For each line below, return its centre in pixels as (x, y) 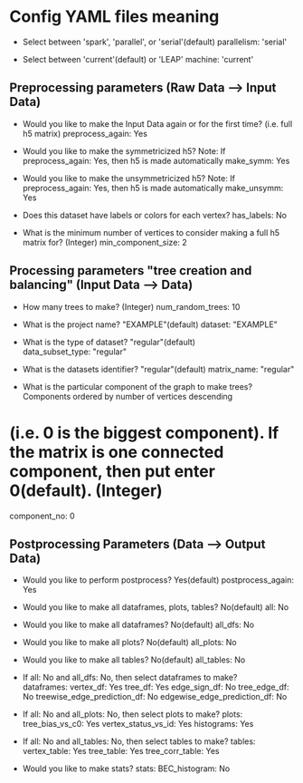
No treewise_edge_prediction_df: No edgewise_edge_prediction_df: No (155, 697)
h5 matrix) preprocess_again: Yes (85, 133)
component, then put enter (112, 471)
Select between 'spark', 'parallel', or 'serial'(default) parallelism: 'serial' (155, 42)
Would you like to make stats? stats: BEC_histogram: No (126, 768)
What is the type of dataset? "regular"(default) (109, 342)
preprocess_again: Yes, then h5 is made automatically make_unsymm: (153, 188)
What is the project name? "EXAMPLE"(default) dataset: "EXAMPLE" (150, 324)
